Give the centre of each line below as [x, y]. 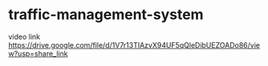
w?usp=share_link [38, 53]
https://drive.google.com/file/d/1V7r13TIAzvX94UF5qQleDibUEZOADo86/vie [134, 45]
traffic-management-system [106, 15]
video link [24, 37]
